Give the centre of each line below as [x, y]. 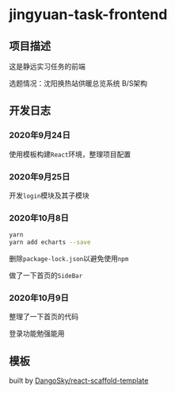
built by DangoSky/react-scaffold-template [79, 381]
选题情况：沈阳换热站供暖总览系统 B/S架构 [78, 83]
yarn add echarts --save [50, 243]
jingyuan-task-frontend [88, 15]
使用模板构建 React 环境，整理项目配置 [70, 154]
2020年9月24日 [40, 135]
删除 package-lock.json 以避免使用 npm [69, 259]
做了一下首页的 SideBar [46, 275]
